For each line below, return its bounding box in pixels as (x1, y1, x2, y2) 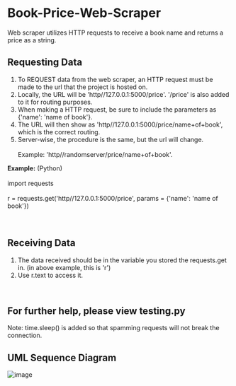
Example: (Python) (7, 164, 62, 172)
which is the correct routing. (17, 127, 101, 136)
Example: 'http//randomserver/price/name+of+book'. (17, 150, 173, 158)
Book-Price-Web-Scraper (7, 5, 162, 21)
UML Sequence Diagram (7, 351, 117, 363)
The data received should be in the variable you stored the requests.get (17, 256, 227, 264)
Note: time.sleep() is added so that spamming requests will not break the (7, 324, 220, 332)
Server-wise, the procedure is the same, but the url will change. (17, 135, 204, 144)
